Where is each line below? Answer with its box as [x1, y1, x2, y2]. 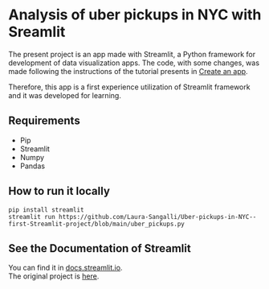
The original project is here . [8, 271, 100, 281]
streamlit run [8, 213, 56, 221]
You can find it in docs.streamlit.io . [8, 263, 123, 273]
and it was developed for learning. [8, 90, 122, 100]
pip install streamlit [8, 205, 84, 214]
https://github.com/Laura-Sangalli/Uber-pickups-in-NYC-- [59, 213, 257, 221]
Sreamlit [8, 23, 66, 41]
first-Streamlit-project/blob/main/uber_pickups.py [8, 220, 185, 228]
